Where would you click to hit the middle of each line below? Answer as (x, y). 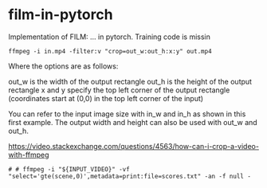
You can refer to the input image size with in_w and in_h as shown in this (127, 114)
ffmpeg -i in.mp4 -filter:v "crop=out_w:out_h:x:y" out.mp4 (110, 51)
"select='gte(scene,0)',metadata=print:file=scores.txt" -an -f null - (130, 176)
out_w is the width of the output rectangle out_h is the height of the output (130, 81)
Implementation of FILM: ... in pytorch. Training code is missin (110, 37)
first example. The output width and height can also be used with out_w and (133, 122)
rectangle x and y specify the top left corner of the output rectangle (119, 90)
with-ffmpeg (29, 155)
